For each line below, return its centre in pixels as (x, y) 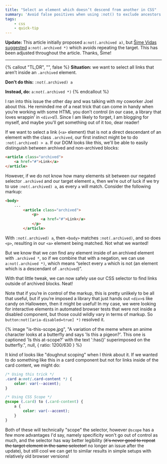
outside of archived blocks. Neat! (39, 283)
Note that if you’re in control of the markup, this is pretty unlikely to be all (80, 293)
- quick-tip (26, 28)
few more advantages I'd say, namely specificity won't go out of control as (82, 435)
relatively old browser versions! (37, 456)
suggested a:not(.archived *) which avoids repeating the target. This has (82, 48)
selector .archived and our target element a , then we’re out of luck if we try (82, 181)
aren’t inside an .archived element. (41, 73)
